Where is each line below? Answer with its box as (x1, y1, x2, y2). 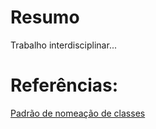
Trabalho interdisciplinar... (10, 39, 117, 51)
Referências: (10, 74, 119, 97)
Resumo (10, 6, 80, 29)
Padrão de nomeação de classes (10, 107, 146, 119)
